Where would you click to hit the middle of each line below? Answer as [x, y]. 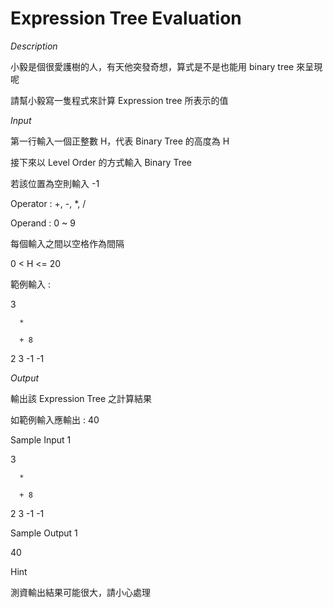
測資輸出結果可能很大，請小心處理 [80, 592]
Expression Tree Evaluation [126, 18]
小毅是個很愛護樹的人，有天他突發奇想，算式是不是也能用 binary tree [152, 66]
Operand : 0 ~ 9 [43, 223]
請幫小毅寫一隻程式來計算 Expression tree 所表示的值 [119, 100]
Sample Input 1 [41, 439]
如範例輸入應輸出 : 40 [55, 419]
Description [34, 46]
